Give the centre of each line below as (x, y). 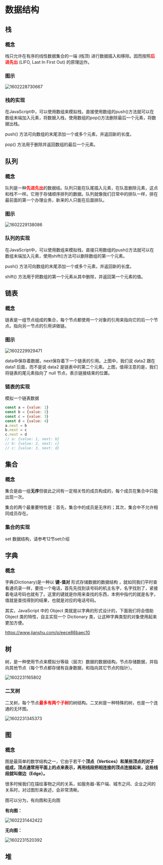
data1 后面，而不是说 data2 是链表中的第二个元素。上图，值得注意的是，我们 (81, 367)
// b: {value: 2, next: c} (32, 444)
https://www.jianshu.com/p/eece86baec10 (48, 633)
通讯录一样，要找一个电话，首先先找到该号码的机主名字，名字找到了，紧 (81, 588)
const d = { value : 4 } (27, 421)
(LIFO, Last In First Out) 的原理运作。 (55, 62)
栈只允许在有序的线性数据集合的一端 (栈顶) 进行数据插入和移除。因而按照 (78, 56)
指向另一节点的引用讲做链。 (41, 326)
